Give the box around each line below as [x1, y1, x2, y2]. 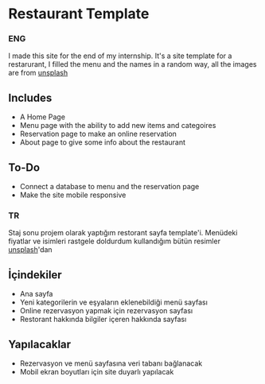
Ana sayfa [19, 289, 53, 299]
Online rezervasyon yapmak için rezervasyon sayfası [19, 306, 193, 316]
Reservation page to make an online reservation [19, 129, 177, 139]
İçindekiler [8, 268, 62, 281]
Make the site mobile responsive [19, 190, 127, 200]
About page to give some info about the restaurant [19, 138, 185, 147]
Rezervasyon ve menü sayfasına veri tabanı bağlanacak [19, 359, 203, 368]
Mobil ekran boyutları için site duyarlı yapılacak [19, 367, 174, 377]
